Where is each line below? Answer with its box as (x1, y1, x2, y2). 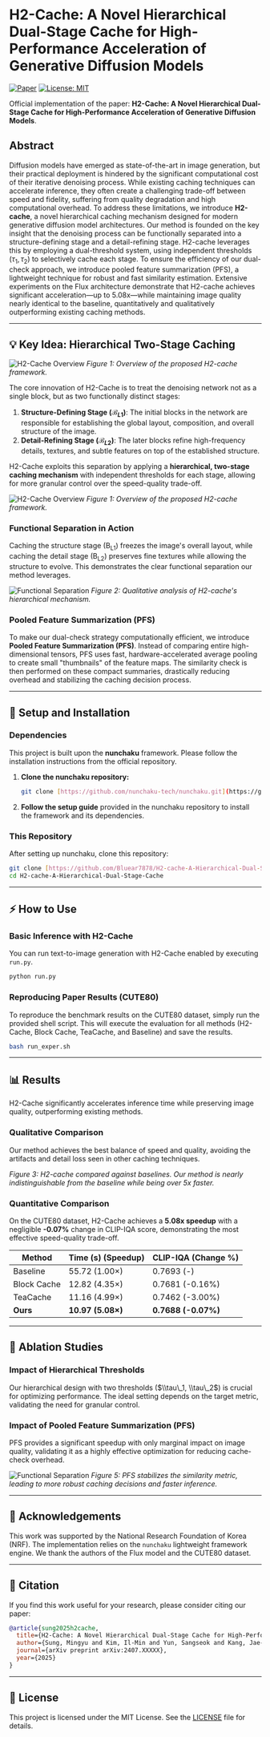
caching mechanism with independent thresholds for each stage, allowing (9, 470, 256, 479)
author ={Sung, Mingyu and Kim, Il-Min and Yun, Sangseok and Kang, (16, 1639, 247, 1647)
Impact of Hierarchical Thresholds (9, 1364, 145, 1375)
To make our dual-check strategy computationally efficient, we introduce (9, 632, 250, 642)
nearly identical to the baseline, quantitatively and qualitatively (9, 298, 216, 308)
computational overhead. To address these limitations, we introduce (9, 203, 233, 212)
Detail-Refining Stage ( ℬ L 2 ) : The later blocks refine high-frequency (20, 435, 246, 446)
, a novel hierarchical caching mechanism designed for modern (30, 211, 239, 221)
